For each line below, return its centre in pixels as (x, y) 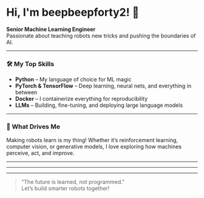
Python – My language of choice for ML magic (73, 80)
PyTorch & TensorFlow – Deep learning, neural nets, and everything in (103, 86)
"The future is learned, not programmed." (73, 182)
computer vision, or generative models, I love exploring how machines (94, 146)
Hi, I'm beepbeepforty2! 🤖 (73, 12)
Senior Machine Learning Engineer (51, 29)
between (26, 92)
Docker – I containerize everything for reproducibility (81, 99)
